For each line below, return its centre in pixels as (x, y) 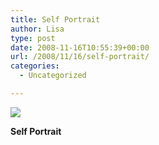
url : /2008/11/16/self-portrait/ (80, 57)
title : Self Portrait (55, 19)
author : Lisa (37, 29)
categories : (35, 66)
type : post (33, 38)
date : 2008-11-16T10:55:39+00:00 (80, 47)
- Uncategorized (53, 76)
